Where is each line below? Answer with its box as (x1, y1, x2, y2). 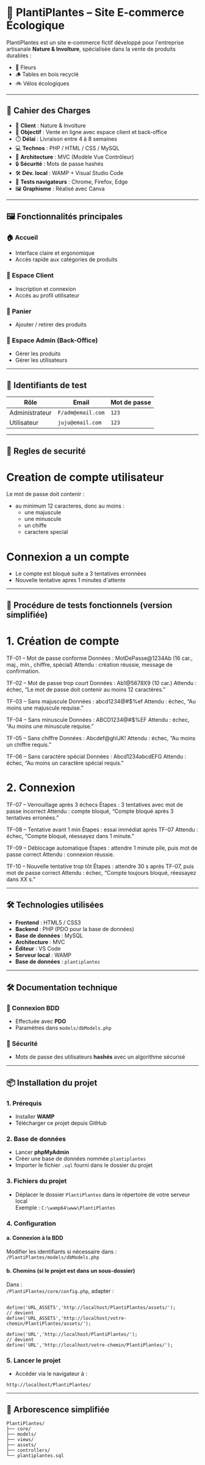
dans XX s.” (6, 875, 35, 883)
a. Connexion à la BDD (6, 1234, 63, 1242)
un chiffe (24, 522, 47, 529)
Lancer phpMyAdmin (15, 1148, 70, 1156)
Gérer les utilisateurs (15, 356, 68, 364)
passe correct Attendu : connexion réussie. (6, 850, 115, 858)
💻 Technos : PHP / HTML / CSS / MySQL (15, 144, 120, 152)
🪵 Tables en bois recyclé (15, 70, 79, 78)
